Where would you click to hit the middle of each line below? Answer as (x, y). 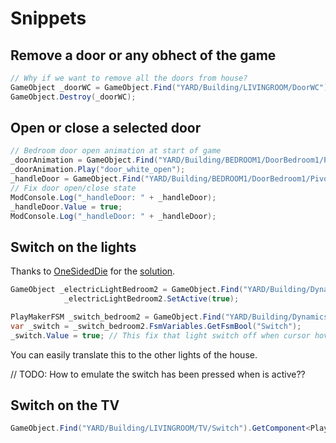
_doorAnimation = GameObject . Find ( (84, 160)
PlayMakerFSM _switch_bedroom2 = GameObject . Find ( (118, 317)
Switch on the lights (73, 247)
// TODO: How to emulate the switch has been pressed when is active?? (158, 374)
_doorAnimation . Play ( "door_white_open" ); (98, 170)
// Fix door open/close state (73, 188)
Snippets (48, 18)
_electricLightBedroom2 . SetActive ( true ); (151, 299)
